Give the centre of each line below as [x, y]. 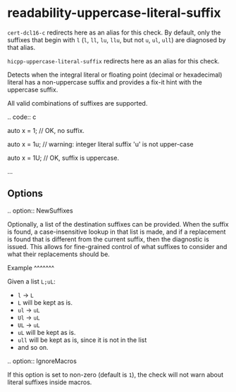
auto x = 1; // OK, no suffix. [46, 130]
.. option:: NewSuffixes [40, 210]
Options [25, 194]
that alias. [21, 47]
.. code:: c [22, 117]
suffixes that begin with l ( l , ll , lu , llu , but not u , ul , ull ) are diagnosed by [117, 39]
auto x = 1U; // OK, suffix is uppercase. [63, 158]
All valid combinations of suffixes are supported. [77, 103]
